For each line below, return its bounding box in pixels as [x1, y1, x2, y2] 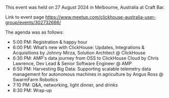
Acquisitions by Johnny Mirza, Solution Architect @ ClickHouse [12, 50, 146, 56]
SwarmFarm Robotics [12, 77, 58, 82]
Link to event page [5, 14, 44, 20]
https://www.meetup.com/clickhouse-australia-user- [45, 14, 156, 20]
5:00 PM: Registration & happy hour [12, 39, 88, 45]
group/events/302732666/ [5, 20, 61, 25]
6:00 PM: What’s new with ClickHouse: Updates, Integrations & [12, 44, 145, 50]
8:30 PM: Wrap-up [12, 87, 52, 93]
